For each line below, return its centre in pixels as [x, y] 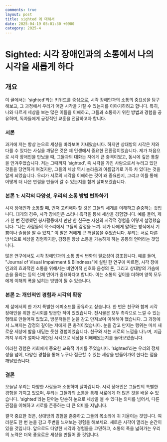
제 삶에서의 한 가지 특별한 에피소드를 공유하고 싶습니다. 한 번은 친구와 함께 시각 [82, 306]
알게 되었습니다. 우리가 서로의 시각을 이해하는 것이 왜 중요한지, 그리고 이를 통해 [82, 175]
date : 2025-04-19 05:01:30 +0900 [40, 24]
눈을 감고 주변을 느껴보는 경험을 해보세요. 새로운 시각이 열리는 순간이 [95, 422]
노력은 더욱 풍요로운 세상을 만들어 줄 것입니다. [55, 435]
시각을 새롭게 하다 [39, 67]
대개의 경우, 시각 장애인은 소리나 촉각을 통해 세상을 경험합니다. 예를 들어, [86, 214]
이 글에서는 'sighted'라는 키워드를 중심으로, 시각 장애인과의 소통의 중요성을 [78, 100]
